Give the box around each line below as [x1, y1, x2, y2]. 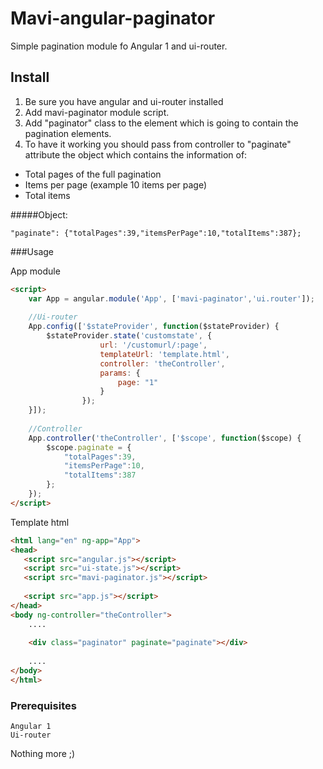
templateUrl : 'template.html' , [99, 349, 230, 359]
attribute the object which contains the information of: [24, 148, 248, 161]
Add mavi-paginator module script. [24, 106, 170, 118]
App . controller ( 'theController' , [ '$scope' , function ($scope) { [28, 433, 302, 443]
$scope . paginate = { [46, 442, 132, 452]
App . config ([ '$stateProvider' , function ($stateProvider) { [28, 322, 280, 332]
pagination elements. [24, 127, 112, 139]
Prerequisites [10, 698, 77, 712]
